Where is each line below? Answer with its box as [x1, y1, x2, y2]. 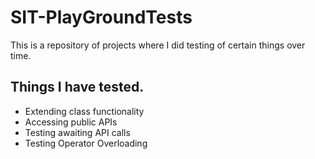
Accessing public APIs [24, 116, 118, 128]
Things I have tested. [10, 79, 145, 96]
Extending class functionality [24, 105, 145, 117]
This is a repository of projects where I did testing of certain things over [10, 39, 306, 51]
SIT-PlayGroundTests [10, 6, 193, 29]
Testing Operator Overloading [24, 137, 148, 149]
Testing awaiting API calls [24, 126, 131, 138]
